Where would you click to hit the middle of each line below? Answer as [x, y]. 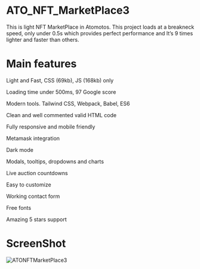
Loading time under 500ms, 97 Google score [61, 92]
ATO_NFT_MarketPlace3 [68, 10]
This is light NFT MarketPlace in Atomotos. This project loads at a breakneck [100, 27]
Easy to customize [29, 184]
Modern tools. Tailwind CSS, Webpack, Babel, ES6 [68, 103]
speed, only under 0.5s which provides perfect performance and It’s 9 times [100, 33]
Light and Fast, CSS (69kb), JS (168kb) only [60, 80]
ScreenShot [36, 244]
